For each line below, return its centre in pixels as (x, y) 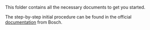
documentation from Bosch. (34, 22)
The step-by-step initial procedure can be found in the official (69, 17)
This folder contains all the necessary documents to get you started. (75, 7)
